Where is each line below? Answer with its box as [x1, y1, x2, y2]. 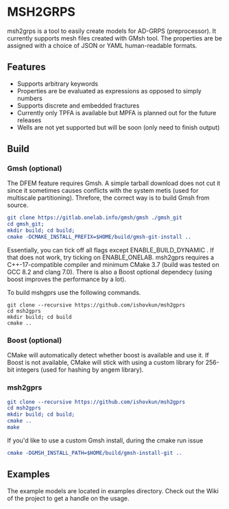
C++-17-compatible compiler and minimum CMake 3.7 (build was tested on [7, 260, 219, 268]
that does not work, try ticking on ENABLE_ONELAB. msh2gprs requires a [7, 253, 215, 261]
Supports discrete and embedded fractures [16, 101, 140, 110]
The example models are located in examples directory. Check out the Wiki [7, 486, 219, 495]
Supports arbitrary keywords [16, 80, 98, 88]
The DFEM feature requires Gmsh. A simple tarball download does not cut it [7, 179, 221, 187]
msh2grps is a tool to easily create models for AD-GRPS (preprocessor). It [7, 27, 217, 35]
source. [7, 201, 29, 209]
